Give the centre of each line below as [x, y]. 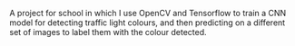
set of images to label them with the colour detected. [108, 32]
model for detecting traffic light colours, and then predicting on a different [147, 23]
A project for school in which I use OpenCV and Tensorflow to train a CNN [148, 13]
